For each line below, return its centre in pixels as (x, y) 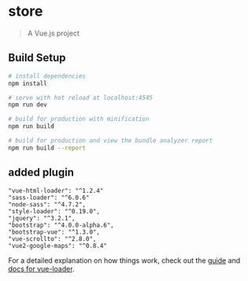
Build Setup (37, 58)
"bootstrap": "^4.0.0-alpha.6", (61, 225)
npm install (28, 83)
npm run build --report (47, 148)
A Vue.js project (54, 33)
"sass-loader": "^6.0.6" (49, 198)
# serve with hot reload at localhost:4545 (81, 98)
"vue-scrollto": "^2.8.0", (52, 238)
